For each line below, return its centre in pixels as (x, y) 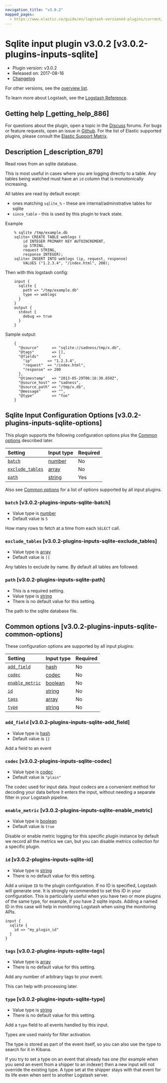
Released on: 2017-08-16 (38, 73)
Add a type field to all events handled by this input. (57, 1025)
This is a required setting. (38, 591)
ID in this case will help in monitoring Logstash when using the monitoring (81, 906)
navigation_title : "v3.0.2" (34, 10)
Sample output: (21, 334)
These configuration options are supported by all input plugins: (70, 646)
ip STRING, (34, 245)
